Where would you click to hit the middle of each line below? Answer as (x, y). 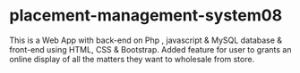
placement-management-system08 (146, 16)
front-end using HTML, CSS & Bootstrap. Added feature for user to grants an (151, 49)
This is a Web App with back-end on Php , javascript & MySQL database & (146, 40)
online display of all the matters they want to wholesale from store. (132, 59)
